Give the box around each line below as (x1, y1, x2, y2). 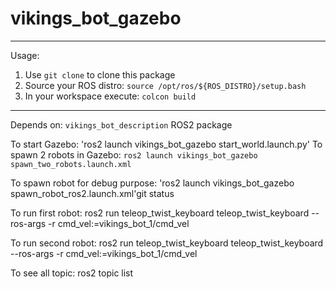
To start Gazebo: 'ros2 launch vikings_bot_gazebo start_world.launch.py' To (10, 138, 323, 150)
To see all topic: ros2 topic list (10, 267, 134, 279)
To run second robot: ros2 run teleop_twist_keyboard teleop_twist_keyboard (10, 237, 324, 249)
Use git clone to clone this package (24, 68, 176, 81)
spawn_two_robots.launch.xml (10, 159, 132, 169)
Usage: (10, 49, 40, 61)
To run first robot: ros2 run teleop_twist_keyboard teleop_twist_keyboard (10, 207, 310, 219)
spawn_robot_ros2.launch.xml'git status (10, 187, 175, 199)
